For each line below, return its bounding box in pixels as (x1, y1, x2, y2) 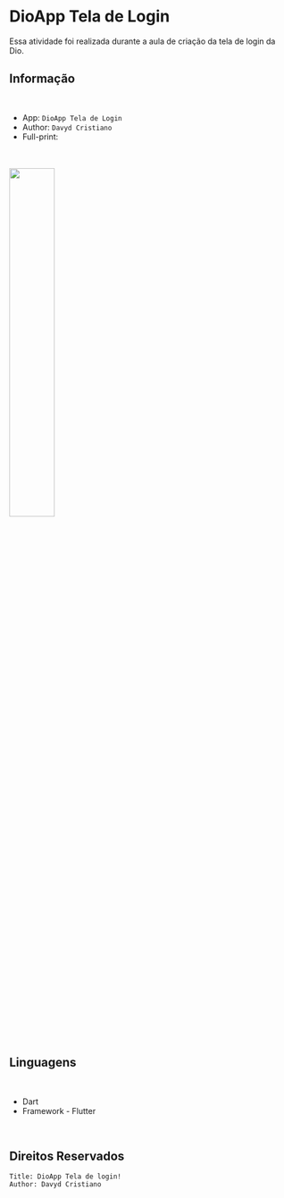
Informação (9, 71, 76, 87)
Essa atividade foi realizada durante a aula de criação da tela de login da (9, 36, 276, 46)
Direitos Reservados (9, 1148, 125, 1163)
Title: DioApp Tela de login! (9, 1172, 122, 1181)
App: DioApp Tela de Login (21, 112, 122, 122)
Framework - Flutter (21, 1105, 96, 1116)
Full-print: (21, 131, 59, 142)
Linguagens (9, 1055, 77, 1070)
